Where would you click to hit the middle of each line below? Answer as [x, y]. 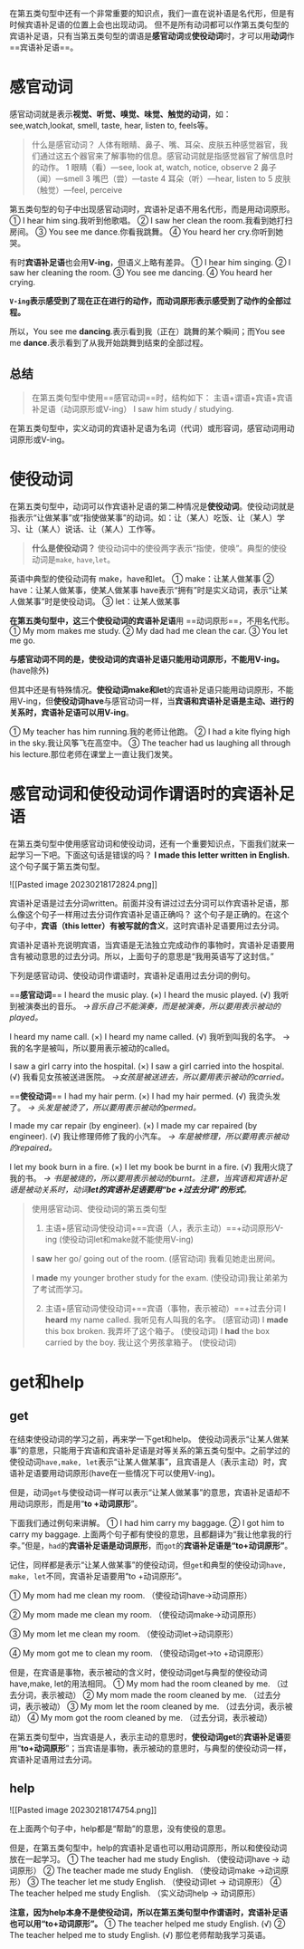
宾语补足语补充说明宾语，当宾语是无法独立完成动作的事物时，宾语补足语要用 [152, 945]
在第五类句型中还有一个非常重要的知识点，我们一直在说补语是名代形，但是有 [152, 13]
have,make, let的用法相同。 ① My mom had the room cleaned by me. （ [145, 1684]
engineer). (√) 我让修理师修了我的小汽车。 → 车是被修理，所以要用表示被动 [149, 1136]
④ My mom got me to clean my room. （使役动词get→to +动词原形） [139, 1653]
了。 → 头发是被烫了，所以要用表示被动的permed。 [105, 1107]
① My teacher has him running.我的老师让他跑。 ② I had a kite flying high [150, 731]
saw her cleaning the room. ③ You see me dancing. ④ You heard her [141, 272]
